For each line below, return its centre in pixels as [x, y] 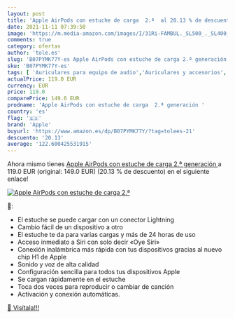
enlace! [18, 179]
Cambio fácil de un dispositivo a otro [70, 227]
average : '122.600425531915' [50, 144]
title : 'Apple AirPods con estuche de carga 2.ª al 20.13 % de [104, 20]
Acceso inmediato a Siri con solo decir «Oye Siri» [88, 242]
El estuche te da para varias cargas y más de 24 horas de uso [106, 235]
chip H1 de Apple [42, 257]
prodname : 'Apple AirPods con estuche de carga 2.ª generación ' [106, 105]
